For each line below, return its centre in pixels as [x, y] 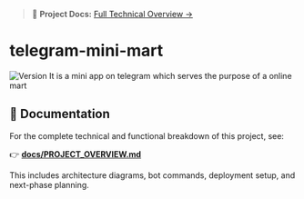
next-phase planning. [49, 184]
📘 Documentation [60, 114]
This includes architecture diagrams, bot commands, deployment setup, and [152, 175]
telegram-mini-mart [86, 51]
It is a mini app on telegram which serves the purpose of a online [171, 75]
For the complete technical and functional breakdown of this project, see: [147, 135]
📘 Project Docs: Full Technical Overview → [112, 14]
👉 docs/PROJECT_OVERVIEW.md [76, 154]
